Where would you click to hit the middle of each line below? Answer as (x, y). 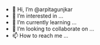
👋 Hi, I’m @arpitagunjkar (42, 9)
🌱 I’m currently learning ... (44, 22)
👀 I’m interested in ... (38, 16)
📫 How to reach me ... (40, 36)
